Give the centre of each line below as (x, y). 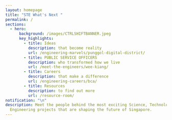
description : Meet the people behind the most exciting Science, (76, 105)
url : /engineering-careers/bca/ (62, 81)
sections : (16, 24)
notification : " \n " (26, 100)
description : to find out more (61, 91)
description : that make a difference (68, 77)
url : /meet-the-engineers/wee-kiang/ (68, 67)
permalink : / (19, 19)
